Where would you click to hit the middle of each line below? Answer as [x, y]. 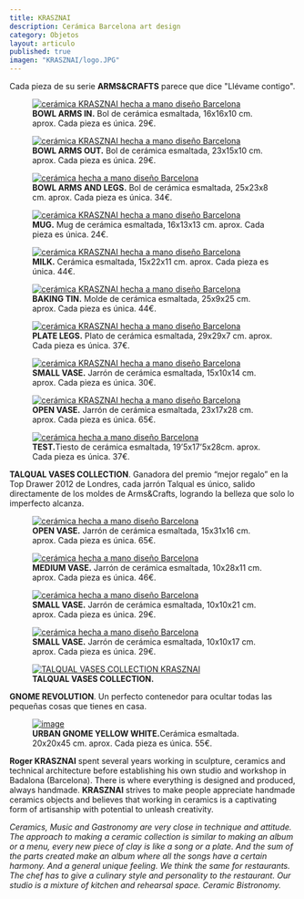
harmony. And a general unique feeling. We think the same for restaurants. [150, 866]
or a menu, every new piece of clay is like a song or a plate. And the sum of [152, 846]
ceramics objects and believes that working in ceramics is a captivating [143, 800]
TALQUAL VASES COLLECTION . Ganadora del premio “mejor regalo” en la [149, 474]
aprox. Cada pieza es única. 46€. [94, 577]
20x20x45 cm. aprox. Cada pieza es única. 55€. [122, 743]
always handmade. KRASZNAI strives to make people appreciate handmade [152, 790]
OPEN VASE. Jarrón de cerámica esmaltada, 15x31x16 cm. [142, 531]
